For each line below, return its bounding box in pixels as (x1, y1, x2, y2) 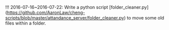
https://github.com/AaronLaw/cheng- (7, 9, 85, 15)
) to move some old (124, 15, 164, 20)
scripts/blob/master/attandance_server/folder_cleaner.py (5, 15, 124, 20)
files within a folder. (5, 20, 47, 26)
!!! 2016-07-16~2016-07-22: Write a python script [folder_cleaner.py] (5, 4, 149, 10)
